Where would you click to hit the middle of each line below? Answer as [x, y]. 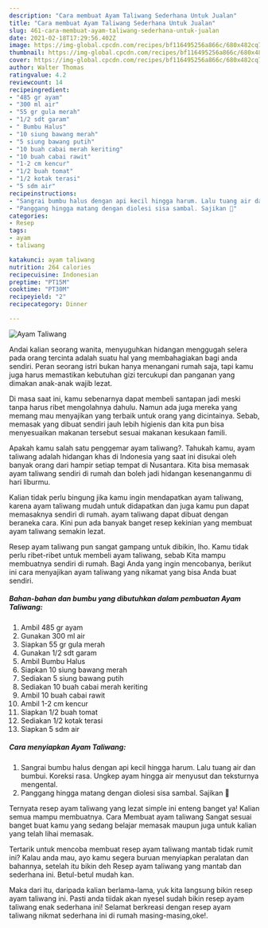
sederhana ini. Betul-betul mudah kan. [72, 875]
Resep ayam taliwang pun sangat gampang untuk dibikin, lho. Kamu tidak [129, 546]
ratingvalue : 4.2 [38, 75]
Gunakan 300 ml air [53, 635]
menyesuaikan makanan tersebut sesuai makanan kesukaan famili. [118, 432]
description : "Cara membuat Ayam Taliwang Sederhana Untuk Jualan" [123, 16]
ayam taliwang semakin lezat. [57, 531]
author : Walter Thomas [47, 68]
